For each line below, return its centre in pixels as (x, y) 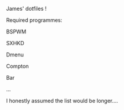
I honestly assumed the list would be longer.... (62, 101)
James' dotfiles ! (26, 9)
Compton (18, 66)
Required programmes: (34, 20)
